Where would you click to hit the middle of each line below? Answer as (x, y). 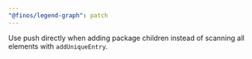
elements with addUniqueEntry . (58, 46)
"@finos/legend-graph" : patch (58, 15)
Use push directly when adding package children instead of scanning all (126, 38)
